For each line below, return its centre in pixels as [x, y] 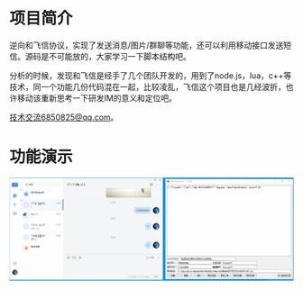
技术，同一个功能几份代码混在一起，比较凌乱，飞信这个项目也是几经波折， [147, 86]
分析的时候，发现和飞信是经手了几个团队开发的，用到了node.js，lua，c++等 [151, 75]
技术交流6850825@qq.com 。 [64, 117]
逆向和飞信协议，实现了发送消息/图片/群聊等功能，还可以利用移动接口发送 [147, 45]
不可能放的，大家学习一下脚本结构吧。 [119, 56]
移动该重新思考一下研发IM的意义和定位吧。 [97, 98]
